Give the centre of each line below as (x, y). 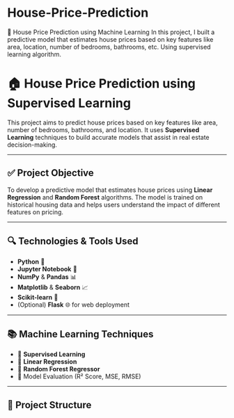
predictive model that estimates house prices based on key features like (110, 39)
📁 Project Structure (49, 405)
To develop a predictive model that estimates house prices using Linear (110, 190)
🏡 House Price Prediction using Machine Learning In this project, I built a (111, 32)
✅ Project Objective (50, 173)
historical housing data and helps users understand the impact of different (114, 204)
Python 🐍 (31, 262)
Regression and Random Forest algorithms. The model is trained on (105, 197)
